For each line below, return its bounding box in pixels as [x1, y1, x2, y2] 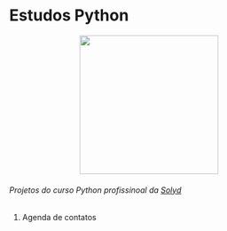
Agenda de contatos [21, 212, 97, 223]
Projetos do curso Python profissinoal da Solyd [9, 184, 182, 195]
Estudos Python [9, 5, 129, 26]
